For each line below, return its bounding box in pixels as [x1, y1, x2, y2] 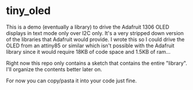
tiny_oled [6, 4, 51, 18]
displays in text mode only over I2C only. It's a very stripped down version [6, 29, 184, 36]
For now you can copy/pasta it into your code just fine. [6, 77, 137, 84]
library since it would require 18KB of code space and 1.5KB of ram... [6, 48, 171, 55]
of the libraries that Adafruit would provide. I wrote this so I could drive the [6, 36, 185, 43]
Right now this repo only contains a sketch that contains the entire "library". [6, 60, 188, 67]
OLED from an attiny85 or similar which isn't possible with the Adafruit [6, 42, 175, 49]
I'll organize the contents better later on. [6, 65, 103, 72]
